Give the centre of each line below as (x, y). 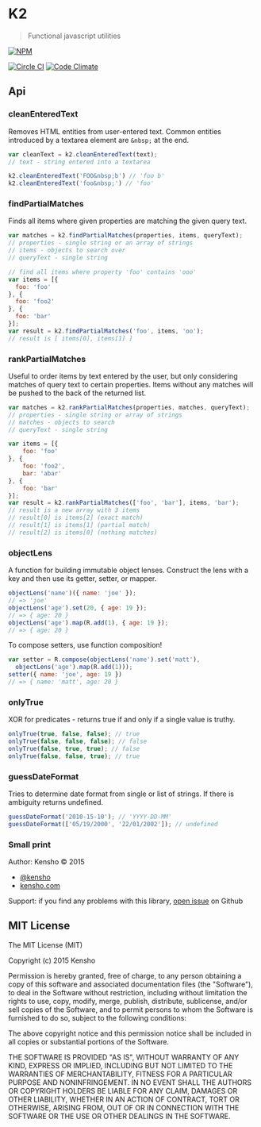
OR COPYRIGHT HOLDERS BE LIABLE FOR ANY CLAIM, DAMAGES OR (123, 1090)
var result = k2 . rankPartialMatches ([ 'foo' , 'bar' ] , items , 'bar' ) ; (124, 503)
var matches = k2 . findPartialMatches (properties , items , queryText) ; (126, 236)
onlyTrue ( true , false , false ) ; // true (74, 734)
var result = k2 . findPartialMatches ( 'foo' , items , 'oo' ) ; (106, 331)
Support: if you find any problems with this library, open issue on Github (126, 901)
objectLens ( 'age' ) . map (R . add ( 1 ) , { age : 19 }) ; (88, 623)
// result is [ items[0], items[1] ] (71, 338)
